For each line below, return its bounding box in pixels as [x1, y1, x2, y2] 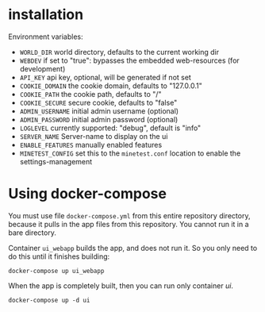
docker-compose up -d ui [8, 296, 90, 304]
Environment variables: [8, 32, 83, 41]
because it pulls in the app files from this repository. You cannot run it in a [8, 219, 249, 229]
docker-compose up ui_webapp [8, 267, 105, 275]
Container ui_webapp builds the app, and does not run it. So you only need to [8, 243, 258, 252]
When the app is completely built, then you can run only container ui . [8, 280, 234, 291]
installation [8, 6, 84, 24]
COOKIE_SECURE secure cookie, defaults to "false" [19, 98, 178, 107]
